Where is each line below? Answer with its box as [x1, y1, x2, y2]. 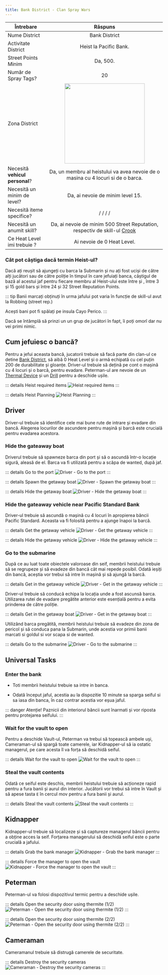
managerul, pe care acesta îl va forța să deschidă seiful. [5, 747, 121, 753]
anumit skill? [7, 227, 37, 234]
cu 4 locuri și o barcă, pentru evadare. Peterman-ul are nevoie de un [5, 367, 146, 373]
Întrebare [14, 23, 37, 30]
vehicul [7, 171, 26, 178]
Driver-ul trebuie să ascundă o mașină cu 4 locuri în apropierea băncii [5, 513, 149, 519]
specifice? [7, 212, 32, 219]
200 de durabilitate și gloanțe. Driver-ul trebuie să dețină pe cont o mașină [5, 361, 158, 368]
